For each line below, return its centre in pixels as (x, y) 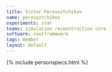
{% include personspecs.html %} (47, 62)
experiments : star (29, 23)
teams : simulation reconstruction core (56, 28)
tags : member (23, 40)
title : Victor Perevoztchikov (44, 12)
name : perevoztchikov (33, 17)
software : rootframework (37, 34)
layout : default (26, 46)
